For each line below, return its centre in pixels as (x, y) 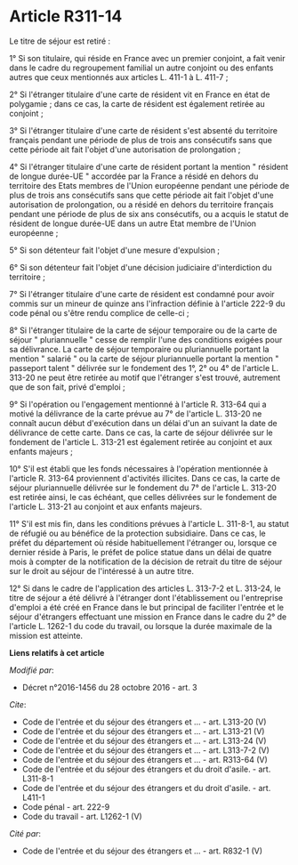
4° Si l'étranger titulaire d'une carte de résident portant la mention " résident (149, 166)
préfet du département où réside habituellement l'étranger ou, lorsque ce (143, 542)
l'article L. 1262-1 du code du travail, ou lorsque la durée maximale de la (141, 626)
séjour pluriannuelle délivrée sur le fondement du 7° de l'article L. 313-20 (143, 488)
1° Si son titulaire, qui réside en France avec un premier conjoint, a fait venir (148, 58)
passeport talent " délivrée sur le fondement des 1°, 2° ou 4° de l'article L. (144, 368)
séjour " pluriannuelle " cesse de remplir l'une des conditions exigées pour (146, 339)
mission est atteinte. (46, 635)
